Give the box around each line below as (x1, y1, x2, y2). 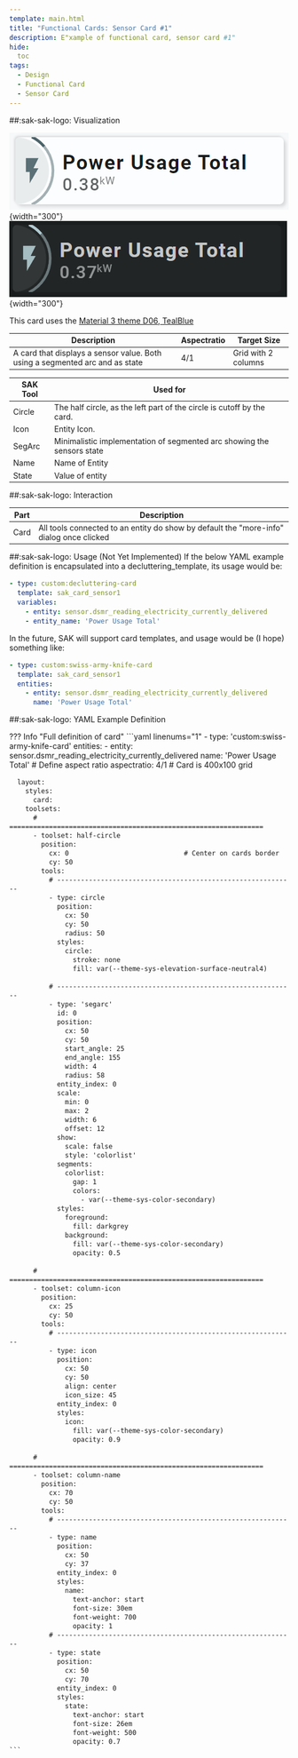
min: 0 (65, 1098, 90, 1107)
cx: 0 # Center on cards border (48, 849, 279, 858)
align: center (65, 1382, 117, 1391)
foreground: (65, 1213, 109, 1222)
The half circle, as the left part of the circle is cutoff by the (54, 402, 266, 412)
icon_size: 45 (65, 1391, 117, 1400)
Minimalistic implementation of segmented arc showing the (54, 436, 270, 447)
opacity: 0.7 (72, 1738, 122, 1746)
